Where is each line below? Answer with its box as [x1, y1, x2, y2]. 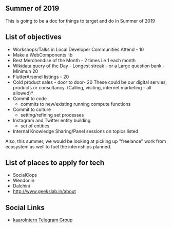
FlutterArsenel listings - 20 [12, 73, 69, 80]
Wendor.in [12, 177, 35, 184]
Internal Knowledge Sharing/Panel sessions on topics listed [12, 128, 139, 134]
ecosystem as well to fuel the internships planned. [5, 143, 112, 149]
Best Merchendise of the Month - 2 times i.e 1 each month [12, 57, 136, 63]
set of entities [20, 123, 50, 129]
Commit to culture [12, 106, 51, 112]
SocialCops [12, 172, 37, 178]
